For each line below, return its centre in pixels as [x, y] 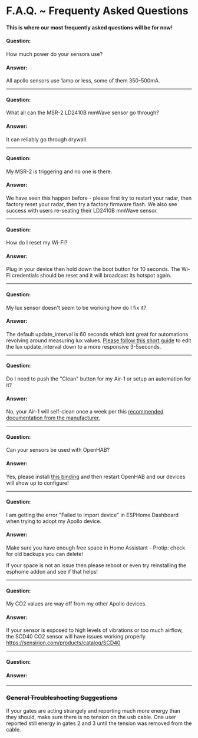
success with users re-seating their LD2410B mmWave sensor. [82, 211]
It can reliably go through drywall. [47, 139]
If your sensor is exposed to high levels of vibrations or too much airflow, [95, 630]
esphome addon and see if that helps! [52, 572]
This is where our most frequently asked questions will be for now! [89, 27]
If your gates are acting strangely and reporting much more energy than [93, 710]
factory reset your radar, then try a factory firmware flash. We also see [92, 204]
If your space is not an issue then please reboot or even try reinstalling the [96, 565]
